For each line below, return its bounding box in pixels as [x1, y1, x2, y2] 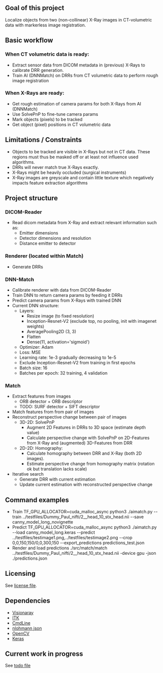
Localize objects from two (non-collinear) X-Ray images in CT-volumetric [5, 17, 152, 22]
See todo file [5, 663, 31, 669]
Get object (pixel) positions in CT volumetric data [12, 122, 111, 127]
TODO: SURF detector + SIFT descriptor [19, 404, 100, 410]
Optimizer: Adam [19, 344, 54, 350]
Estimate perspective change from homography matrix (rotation [26, 461, 155, 467]
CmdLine [12, 620, 31, 626]
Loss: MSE [19, 349, 41, 355]
